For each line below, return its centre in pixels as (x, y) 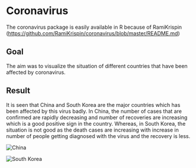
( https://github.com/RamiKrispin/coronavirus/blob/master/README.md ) (93, 33)
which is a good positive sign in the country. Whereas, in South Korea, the (96, 123)
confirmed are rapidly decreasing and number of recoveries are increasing (97, 117)
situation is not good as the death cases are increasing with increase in (92, 130)
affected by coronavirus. (36, 72)
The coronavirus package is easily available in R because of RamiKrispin (94, 27)
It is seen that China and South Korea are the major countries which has (93, 105)
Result (18, 91)
